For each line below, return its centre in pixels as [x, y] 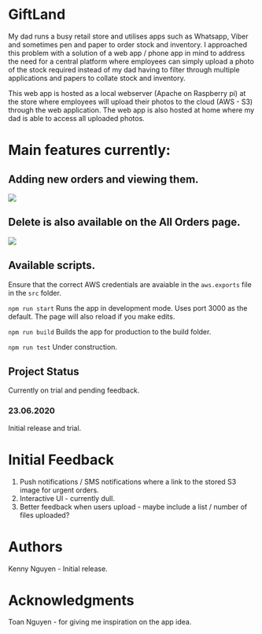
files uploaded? [44, 515]
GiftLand [37, 15]
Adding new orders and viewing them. [103, 179]
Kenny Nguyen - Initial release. [58, 569]
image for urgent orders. [59, 490]
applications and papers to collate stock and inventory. [97, 78]
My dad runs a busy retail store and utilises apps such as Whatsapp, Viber [129, 36]
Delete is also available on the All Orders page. [125, 222]
